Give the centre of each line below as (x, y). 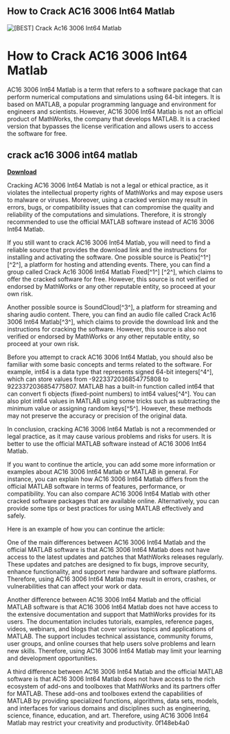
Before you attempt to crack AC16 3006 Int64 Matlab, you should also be (110, 357)
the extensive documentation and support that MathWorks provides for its (112, 614)
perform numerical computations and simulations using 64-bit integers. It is (114, 96)
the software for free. (37, 133)
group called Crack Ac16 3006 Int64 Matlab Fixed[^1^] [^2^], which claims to (115, 272)
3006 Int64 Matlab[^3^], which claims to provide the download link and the (113, 322)
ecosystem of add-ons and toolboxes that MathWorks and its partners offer (114, 686)
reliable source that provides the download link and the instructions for (107, 249)
